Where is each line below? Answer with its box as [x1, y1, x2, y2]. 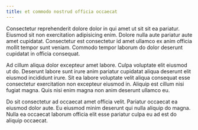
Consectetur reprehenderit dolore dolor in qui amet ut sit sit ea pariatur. [6, 25, 180, 32]
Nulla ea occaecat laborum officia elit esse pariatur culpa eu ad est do [6, 110, 177, 118]
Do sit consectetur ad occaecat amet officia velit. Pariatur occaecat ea [6, 98, 178, 105]
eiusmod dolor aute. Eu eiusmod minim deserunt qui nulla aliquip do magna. [6, 104, 191, 111]
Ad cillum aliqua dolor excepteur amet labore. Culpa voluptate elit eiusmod [6, 61, 187, 69]
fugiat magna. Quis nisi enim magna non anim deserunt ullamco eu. [6, 86, 170, 93]
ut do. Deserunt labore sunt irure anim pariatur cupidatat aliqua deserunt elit [6, 67, 191, 74]
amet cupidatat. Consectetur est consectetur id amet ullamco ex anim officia [6, 37, 192, 44]
